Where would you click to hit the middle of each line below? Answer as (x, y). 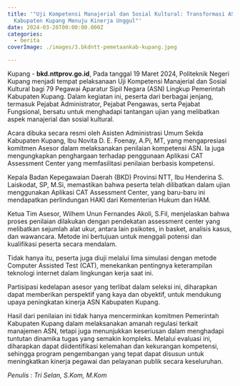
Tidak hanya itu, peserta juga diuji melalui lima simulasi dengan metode (112, 258)
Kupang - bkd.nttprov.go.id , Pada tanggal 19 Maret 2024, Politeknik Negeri (119, 73)
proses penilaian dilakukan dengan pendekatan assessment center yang (114, 221)
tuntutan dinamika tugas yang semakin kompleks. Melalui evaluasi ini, (110, 339)
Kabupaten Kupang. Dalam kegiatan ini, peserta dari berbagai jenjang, (110, 96)
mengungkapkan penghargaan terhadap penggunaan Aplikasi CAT (105, 156)
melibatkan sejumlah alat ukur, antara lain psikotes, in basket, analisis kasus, (120, 229)
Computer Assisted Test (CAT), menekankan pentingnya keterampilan (110, 265)
